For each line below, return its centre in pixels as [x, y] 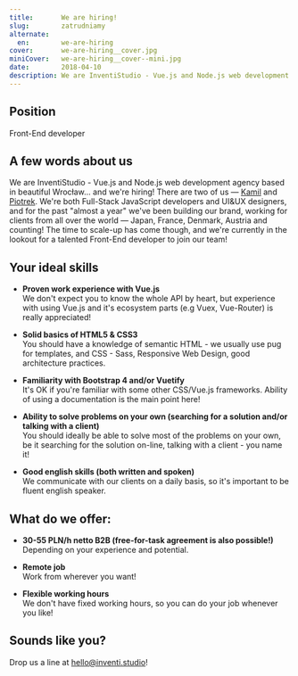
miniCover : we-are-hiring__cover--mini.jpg [95, 59]
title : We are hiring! [63, 17]
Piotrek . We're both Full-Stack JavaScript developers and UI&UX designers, [148, 202]
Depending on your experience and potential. [105, 550]
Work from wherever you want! [79, 577]
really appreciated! [57, 317]
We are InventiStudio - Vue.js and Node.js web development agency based [147, 183]
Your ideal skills [54, 267]
